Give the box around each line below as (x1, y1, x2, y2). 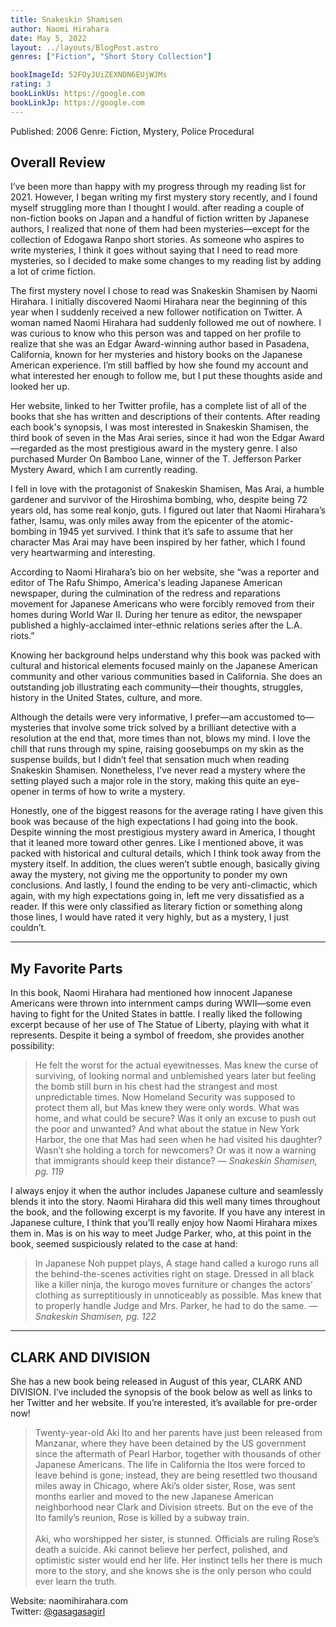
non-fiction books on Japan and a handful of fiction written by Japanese (10, 212, 310, 225)
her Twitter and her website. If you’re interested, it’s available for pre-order (10, 1397, 318, 1409)
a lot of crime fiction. (10, 266, 97, 278)
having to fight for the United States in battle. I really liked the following (10, 1008, 303, 1020)
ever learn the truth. (34, 1576, 117, 1588)
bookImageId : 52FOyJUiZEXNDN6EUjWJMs (10, 70, 168, 80)
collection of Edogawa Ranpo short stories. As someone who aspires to (10, 234, 305, 246)
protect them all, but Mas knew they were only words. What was (34, 1102, 300, 1114)
